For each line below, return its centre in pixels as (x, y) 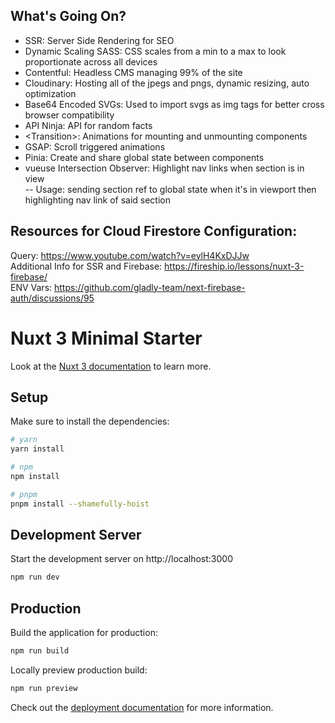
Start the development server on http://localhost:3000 (121, 559)
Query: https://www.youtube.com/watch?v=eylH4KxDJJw (130, 255)
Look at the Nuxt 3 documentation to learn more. (111, 366)
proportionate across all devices (91, 61)
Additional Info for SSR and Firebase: (86, 266)
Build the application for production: (84, 633)
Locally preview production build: (79, 670)
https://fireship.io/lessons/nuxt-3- (234, 266)
